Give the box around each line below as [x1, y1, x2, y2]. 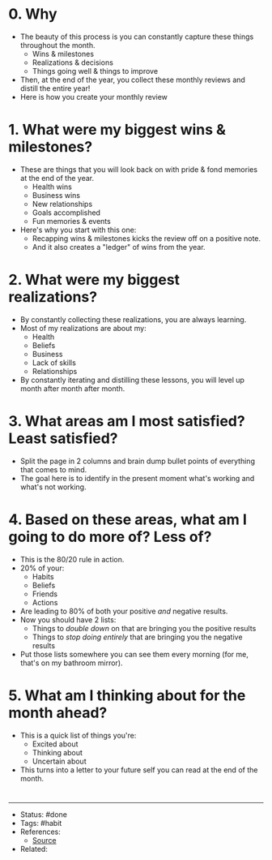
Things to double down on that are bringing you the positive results [32, 623, 257, 633]
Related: [19, 844, 49, 854]
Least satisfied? [8, 429, 119, 447]
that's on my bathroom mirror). [19, 658, 123, 668]
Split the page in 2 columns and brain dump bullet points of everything [19, 456, 255, 466]
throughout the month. [19, 40, 96, 49]
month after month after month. [19, 383, 125, 393]
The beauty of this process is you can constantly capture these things [19, 32, 254, 41]
